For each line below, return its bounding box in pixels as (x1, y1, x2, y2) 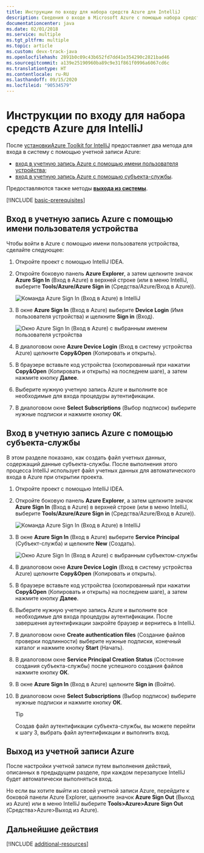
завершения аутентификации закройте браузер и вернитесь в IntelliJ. (15, 619, 196, 627)
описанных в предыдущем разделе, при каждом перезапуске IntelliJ (6, 769, 185, 776)
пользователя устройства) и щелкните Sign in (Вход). (15, 313, 155, 320)
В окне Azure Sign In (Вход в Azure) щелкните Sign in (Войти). (15, 680, 176, 688)
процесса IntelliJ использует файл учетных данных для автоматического (6, 467, 196, 474)
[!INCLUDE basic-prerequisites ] (6, 196, 86, 204)
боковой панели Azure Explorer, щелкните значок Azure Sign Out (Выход (6, 793, 195, 801)
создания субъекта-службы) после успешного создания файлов (15, 662, 183, 669)
